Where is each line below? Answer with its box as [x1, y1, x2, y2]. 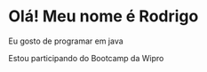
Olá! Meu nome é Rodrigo [8, 6, 199, 27]
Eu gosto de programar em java [8, 36, 123, 46]
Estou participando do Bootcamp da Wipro [8, 52, 164, 63]
